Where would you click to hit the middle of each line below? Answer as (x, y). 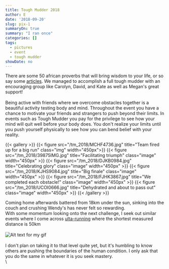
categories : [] (21, 38)
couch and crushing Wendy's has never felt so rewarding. (65, 208)
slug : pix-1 (18, 24)
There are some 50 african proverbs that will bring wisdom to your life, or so (84, 76)
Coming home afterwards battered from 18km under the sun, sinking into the (85, 203)
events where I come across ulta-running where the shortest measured (79, 219)
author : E (16, 15)
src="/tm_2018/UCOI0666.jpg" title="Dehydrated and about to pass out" (80, 188)
